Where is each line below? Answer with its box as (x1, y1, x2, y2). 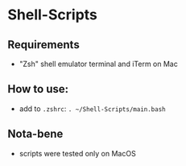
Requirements (7, 38, 80, 52)
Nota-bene (7, 127, 64, 141)
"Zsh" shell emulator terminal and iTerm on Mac (19, 59, 178, 68)
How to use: (7, 82, 69, 96)
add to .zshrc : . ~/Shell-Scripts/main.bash (19, 103, 166, 114)
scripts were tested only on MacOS (19, 148, 136, 158)
